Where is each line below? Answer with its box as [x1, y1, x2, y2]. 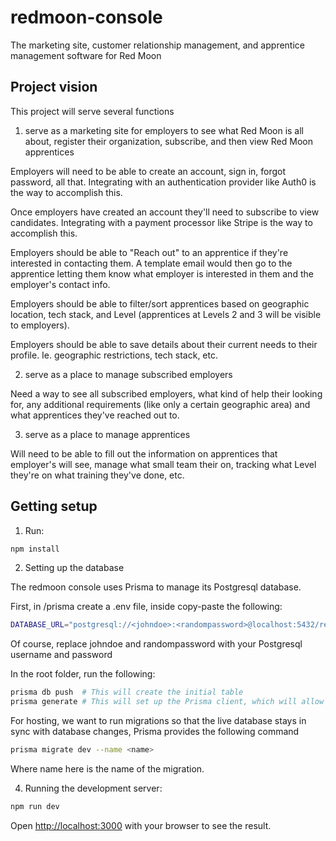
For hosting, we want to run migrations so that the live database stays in [10, 715, 307, 727]
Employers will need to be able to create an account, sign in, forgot [10, 165, 287, 177]
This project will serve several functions [10, 105, 175, 117]
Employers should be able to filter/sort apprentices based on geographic [10, 297, 310, 310]
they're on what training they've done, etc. [10, 469, 185, 481]
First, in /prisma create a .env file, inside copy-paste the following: [10, 601, 283, 613]
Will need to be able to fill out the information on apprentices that [10, 447, 278, 460]
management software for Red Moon [10, 49, 162, 61]
